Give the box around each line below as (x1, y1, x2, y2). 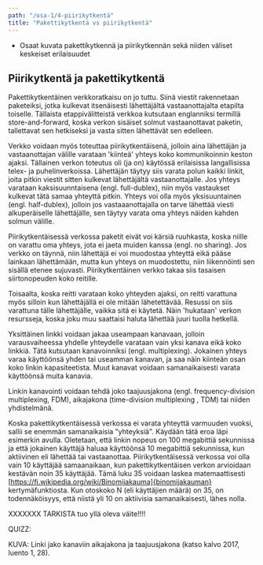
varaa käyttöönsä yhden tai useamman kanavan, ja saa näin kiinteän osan (8, 355, 246, 364)
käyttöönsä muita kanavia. (8, 371, 93, 381)
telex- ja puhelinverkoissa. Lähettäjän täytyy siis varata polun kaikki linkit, (8, 166, 245, 176)
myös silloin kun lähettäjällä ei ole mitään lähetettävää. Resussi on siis (8, 297, 233, 307)
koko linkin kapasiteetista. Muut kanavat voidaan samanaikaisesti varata (8, 363, 241, 373)
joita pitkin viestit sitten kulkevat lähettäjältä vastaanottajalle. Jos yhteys (8, 175, 241, 184)
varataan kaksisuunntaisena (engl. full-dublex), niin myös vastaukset (8, 183, 230, 193)
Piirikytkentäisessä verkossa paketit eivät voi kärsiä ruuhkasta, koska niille (8, 232, 248, 241)
